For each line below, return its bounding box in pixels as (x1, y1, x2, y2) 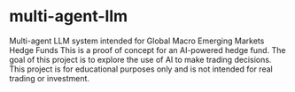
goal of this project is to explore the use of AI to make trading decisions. (9, 54, 272, 65)
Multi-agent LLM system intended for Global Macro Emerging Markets (9, 35, 265, 46)
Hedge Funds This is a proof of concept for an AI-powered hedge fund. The (9, 44, 286, 55)
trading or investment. (9, 73, 90, 83)
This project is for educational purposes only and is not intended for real (9, 64, 273, 74)
